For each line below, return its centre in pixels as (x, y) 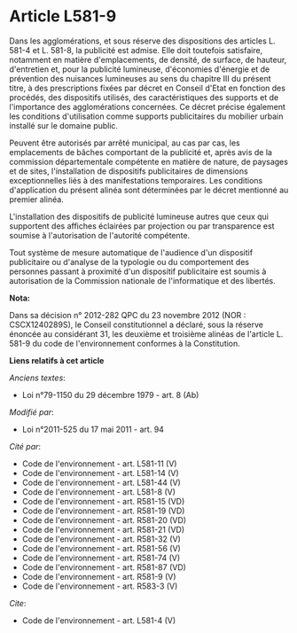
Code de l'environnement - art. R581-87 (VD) (104, 567)
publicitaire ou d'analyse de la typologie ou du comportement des (129, 262)
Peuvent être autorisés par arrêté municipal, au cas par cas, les (125, 143)
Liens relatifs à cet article (57, 360)
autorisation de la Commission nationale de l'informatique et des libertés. (143, 280)
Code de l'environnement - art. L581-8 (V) (98, 492)
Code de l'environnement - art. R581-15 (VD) (103, 501)
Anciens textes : (38, 378)
